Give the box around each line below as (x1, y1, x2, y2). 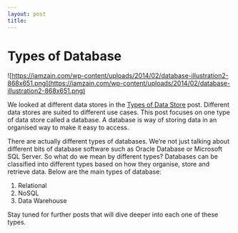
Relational (17, 182, 47, 190)
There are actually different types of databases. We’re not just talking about (7, 137, 230, 146)
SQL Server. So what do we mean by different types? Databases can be (7, 152, 218, 161)
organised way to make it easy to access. (7, 123, 129, 132)
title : (7, 17, 27, 24)
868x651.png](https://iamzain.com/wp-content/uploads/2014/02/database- (7, 79, 231, 88)
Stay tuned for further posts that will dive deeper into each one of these (7, 210, 219, 219)
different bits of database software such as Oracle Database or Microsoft (7, 144, 223, 154)
